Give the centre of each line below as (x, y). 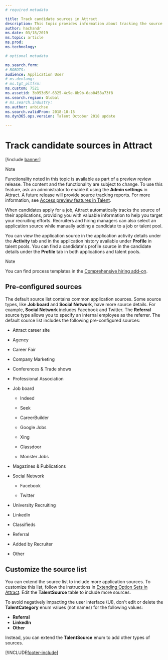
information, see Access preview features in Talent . (58, 200)
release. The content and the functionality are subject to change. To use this (84, 184)
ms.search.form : (22, 65)
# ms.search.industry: (29, 102)
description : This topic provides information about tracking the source (84, 24)
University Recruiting (34, 505)
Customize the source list (46, 569)
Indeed (27, 398)
